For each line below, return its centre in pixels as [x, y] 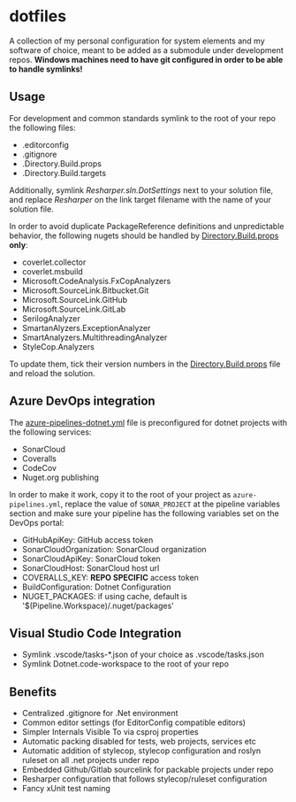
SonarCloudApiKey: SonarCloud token [91, 559]
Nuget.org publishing [61, 477]
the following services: [50, 432]
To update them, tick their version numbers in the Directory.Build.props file [145, 364]
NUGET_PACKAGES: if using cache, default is [104, 596]
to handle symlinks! [46, 69]
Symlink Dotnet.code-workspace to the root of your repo [125, 664]
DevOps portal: [37, 522]
